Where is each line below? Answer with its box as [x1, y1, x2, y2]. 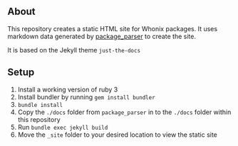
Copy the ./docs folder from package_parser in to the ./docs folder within [17, 108, 232, 116]
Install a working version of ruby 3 [17, 85, 118, 94]
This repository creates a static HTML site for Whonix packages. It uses [7, 24, 218, 33]
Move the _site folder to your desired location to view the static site [17, 130, 217, 139]
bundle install [17, 101, 63, 108]
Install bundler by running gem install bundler [17, 92, 155, 101]
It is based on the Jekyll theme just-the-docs [7, 45, 141, 54]
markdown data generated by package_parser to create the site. [7, 32, 197, 40]
